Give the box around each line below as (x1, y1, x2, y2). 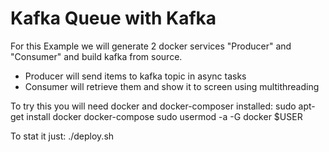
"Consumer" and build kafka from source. (10, 50, 183, 62)
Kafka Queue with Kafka (10, 7, 217, 30)
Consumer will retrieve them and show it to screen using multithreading (24, 80, 320, 92)
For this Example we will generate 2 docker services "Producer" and (10, 40, 292, 52)
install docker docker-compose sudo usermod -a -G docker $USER (26, 110, 303, 122)
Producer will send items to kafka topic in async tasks (24, 70, 247, 82)
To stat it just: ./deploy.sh (10, 130, 115, 142)
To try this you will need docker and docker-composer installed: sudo (10, 100, 297, 112)
